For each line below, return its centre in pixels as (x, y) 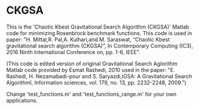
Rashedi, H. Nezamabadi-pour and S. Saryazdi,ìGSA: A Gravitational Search (99, 76)
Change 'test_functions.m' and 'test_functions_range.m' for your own (91, 94)
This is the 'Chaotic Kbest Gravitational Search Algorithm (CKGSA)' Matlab (98, 27)
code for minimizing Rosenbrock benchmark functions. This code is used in (99, 33)
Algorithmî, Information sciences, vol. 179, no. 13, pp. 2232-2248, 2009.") (96, 82)
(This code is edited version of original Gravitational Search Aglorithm (92, 64)
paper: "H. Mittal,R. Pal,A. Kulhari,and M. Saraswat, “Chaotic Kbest (88, 39)
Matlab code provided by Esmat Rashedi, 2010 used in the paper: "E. (91, 70)
